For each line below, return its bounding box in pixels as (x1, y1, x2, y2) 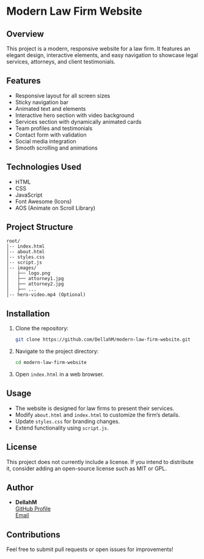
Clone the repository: (15, 325, 69, 332)
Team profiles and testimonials (15, 124, 93, 132)
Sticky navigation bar (15, 98, 69, 105)
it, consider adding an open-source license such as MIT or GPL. (6, 465, 167, 472)
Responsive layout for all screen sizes (15, 92, 111, 99)
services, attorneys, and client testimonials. (6, 58, 116, 65)
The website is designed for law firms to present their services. (15, 405, 175, 412)
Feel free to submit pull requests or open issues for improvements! (6, 546, 173, 553)
